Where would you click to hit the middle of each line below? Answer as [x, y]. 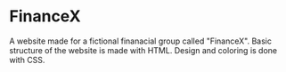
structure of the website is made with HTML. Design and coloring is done [143, 50]
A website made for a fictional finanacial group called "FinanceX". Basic [140, 41]
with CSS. [27, 60]
